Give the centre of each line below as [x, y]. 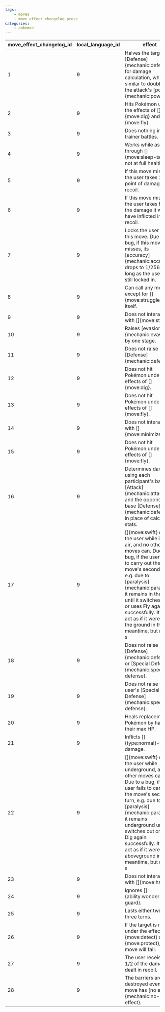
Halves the [137, 53]
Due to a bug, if [142, 782]
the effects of [140, 110]
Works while [139, 145]
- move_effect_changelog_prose [46, 19]
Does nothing [140, 131]
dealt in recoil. [141, 970]
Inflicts [132, 737]
